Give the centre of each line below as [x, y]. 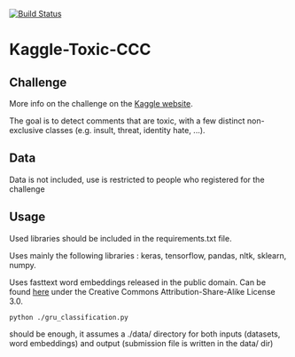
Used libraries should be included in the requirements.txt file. [120, 238]
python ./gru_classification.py [69, 317]
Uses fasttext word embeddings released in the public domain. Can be [138, 282]
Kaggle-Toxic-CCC [80, 50]
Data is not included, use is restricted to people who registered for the [137, 179]
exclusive [27, 130]
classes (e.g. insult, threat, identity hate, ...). [125, 130]
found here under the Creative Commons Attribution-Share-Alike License [143, 291]
